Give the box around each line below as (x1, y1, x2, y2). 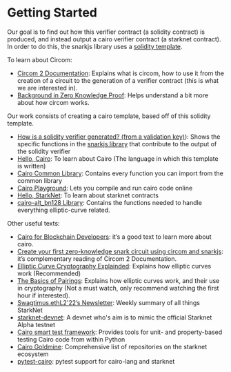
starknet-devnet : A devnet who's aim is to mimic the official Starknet (17, 313, 212, 322)
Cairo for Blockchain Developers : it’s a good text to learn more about (17, 233, 212, 241)
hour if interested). (17, 291, 70, 300)
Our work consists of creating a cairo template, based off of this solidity (7, 112, 211, 120)
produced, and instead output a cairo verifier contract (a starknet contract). (7, 35, 221, 43)
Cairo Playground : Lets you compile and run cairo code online (17, 184, 193, 192)
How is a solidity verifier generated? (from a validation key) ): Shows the (17, 133, 221, 141)
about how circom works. (17, 98, 90, 106)
